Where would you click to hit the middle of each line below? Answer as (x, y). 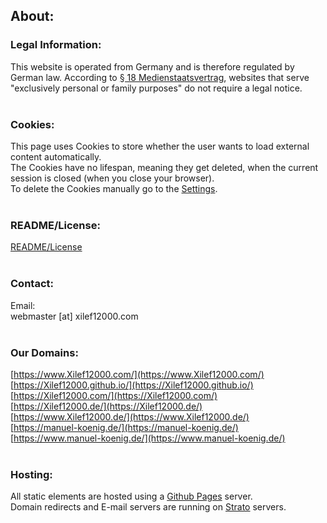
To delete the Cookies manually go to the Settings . (114, 188)
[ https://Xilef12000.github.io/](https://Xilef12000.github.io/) (132, 385)
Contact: (32, 284)
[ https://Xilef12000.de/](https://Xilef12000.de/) (106, 406)
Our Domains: (44, 352)
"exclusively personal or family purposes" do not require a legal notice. (156, 88)
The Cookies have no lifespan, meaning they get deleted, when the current (164, 167)
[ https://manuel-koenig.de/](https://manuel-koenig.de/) (124, 427)
